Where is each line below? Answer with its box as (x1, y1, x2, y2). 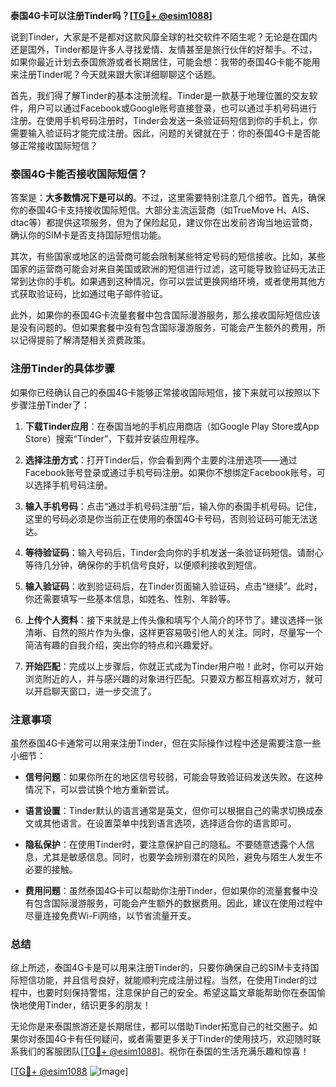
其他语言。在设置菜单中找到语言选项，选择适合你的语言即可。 (42, 817, 297, 829)
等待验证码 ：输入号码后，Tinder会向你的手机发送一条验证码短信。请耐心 (24, 546, 324, 558)
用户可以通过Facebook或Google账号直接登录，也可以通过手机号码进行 (27, 102, 318, 114)
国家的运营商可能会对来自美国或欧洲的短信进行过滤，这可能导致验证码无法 (10, 263, 317, 275)
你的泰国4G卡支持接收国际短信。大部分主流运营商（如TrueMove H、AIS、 (10, 204, 315, 216)
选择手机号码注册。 (33, 479, 113, 491)
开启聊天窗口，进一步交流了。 (33, 685, 157, 697)
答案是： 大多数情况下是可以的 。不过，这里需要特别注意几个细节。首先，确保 (10, 192, 326, 204)
